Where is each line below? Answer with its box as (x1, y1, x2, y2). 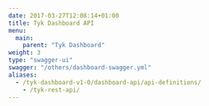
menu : (8, 26, 26, 34)
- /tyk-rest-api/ (22, 85, 81, 94)
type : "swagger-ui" (8, 57, 73, 65)
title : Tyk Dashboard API (8, 19, 94, 27)
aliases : (8, 71, 37, 79)
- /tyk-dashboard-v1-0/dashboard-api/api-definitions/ (15, 78, 202, 86)
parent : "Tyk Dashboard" (22, 41, 105, 49)
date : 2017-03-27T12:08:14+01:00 (8, 11, 120, 20)
